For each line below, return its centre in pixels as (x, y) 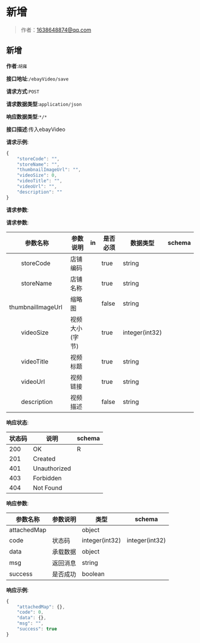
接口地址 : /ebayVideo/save (37, 79)
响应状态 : (18, 422)
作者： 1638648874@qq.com (56, 30)
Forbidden (47, 478)
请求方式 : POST (23, 91)
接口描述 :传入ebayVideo (36, 129)
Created (44, 458)
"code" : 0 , (30, 612)
